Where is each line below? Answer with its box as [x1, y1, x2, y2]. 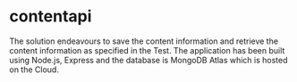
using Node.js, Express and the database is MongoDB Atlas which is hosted [9, 54, 288, 65]
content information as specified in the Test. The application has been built [9, 45, 285, 55]
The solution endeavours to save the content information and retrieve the [9, 36, 279, 46]
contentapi [9, 6, 92, 27]
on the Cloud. [9, 64, 60, 75]
